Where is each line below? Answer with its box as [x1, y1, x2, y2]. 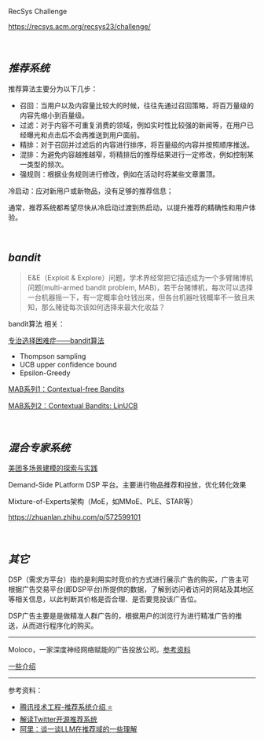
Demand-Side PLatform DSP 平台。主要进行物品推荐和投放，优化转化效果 [8, 480, 247, 490]
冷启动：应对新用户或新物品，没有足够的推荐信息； [8, 186, 174, 195]
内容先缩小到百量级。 [19, 110, 89, 120]
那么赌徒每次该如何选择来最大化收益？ [41, 302, 166, 312]
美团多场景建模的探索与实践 [8, 463, 98, 473]
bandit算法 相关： [8, 319, 65, 328]
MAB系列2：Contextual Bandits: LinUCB [8, 400, 138, 411]
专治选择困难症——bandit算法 [8, 335, 104, 345]
